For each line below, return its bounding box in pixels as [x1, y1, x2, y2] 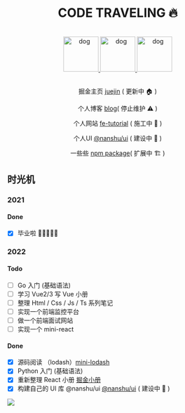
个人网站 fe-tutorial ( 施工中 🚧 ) [73, 119, 163, 127]
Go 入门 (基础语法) [17, 281, 71, 289]
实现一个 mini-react [17, 324, 74, 333]
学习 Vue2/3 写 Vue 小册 [17, 289, 88, 298]
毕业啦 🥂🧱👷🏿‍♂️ [17, 229, 58, 237]
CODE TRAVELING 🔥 [57, 5, 178, 21]
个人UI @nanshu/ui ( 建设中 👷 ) [73, 133, 163, 142]
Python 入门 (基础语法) [17, 367, 83, 375]
